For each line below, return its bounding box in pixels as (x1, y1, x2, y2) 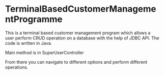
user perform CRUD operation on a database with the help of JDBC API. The (5, 35, 160, 41)
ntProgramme (5, 14, 63, 25)
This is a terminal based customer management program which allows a (5, 30, 151, 36)
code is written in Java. (5, 40, 53, 46)
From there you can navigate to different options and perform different (5, 59, 147, 65)
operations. (5, 64, 28, 70)
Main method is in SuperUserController (5, 50, 84, 56)
